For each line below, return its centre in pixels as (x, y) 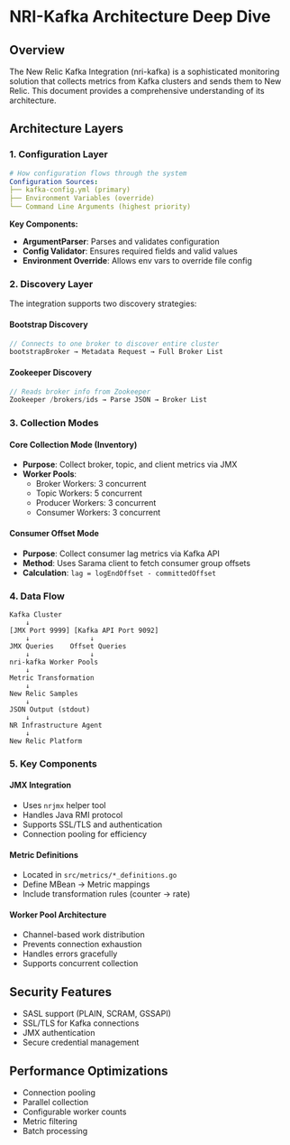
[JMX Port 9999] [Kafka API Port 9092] (84, 630)
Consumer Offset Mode (54, 533)
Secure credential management (81, 1043)
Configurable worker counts (74, 1112)
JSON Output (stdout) (50, 709)
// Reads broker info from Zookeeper (80, 391)
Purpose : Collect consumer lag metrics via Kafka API (121, 554)
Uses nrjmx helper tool (64, 805)
